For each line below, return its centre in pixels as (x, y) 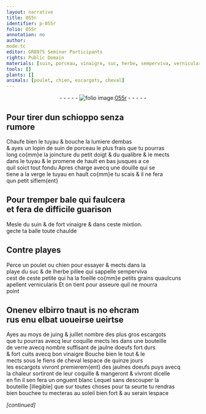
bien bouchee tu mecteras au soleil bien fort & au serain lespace (88, 393)
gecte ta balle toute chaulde (42, 231)
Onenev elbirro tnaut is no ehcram (73, 310)
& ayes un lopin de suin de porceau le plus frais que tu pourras (86, 148)
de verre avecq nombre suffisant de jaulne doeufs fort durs (81, 348)
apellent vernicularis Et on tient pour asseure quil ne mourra (82, 284)
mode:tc (16, 47)
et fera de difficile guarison (59, 209)
